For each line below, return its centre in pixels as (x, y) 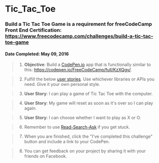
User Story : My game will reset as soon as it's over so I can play (88, 103)
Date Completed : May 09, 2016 (37, 54)
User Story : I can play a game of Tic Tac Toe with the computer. (88, 94)
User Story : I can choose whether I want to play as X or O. (83, 118)
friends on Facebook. (45, 156)
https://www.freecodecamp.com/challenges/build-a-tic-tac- (79, 36)
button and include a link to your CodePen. (67, 142)
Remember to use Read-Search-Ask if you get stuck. (77, 127)
